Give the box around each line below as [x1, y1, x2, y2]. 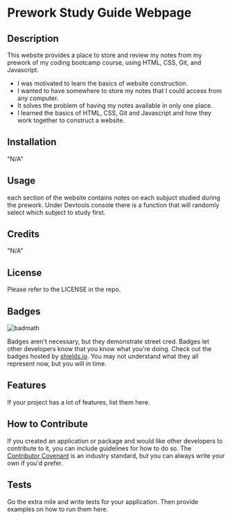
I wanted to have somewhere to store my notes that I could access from [17, 87, 222, 95]
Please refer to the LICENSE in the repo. [7, 285, 121, 293]
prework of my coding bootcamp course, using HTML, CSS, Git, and [7, 58, 202, 67]
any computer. [17, 94, 59, 102]
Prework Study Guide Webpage [7, 5, 192, 21]
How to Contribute [7, 419, 89, 430]
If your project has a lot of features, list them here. [7, 398, 150, 406]
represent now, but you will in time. [7, 359, 107, 368]
